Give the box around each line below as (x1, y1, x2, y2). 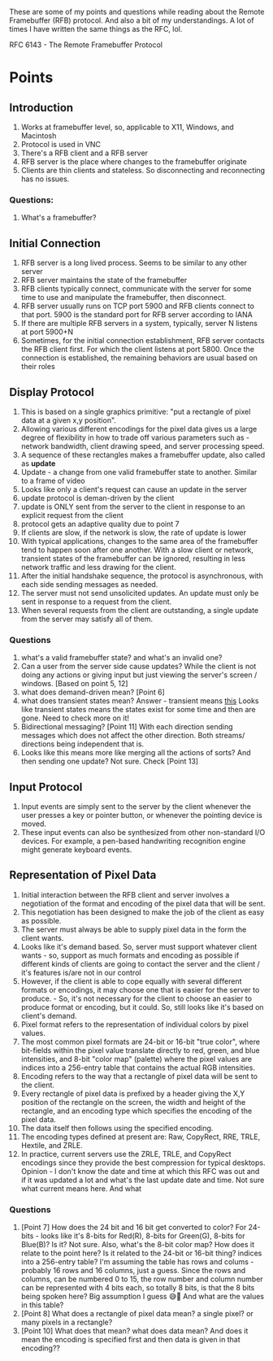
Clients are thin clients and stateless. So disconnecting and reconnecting (20, 166, 266, 175)
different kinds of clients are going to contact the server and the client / (20, 959, 261, 968)
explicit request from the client (20, 510, 124, 520)
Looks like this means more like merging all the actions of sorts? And (20, 748, 251, 758)
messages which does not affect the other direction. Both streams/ (20, 731, 245, 741)
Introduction (9, 101, 74, 115)
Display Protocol (9, 385, 94, 399)
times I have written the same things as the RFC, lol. (9, 24, 183, 33)
